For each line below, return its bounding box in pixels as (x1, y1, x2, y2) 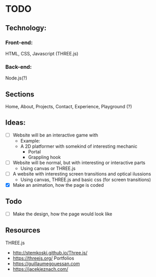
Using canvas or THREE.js (20, 165, 76, 171)
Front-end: (5, 39, 33, 46)
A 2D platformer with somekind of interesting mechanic (20, 143, 138, 149)
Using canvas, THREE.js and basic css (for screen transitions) (20, 176, 151, 183)
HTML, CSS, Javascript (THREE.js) (5, 50, 79, 56)
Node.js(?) (5, 75, 27, 81)
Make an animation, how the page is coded (12, 182, 104, 188)
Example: (20, 137, 40, 144)
